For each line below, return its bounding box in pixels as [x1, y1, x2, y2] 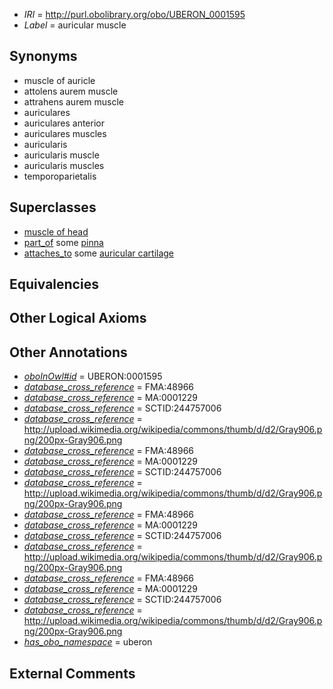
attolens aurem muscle [23, 85, 119, 97]
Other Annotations [9, 344, 128, 361]
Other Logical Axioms [9, 310, 147, 327]
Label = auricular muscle [23, 19, 127, 31]
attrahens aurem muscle [23, 95, 125, 108]
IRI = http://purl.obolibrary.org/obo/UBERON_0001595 [23, 9, 246, 20]
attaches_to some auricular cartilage [23, 247, 175, 259]
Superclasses [9, 199, 97, 216]
